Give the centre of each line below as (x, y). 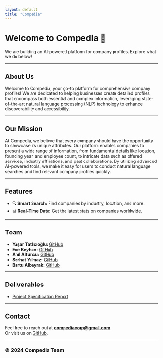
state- (147, 99)
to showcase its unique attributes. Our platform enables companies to (75, 146)
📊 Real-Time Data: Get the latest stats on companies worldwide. (77, 211)
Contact (17, 316)
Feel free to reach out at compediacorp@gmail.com (58, 328)
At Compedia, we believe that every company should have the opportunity (79, 141)
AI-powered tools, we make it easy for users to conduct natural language (78, 166)
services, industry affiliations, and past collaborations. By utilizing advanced (81, 161)
